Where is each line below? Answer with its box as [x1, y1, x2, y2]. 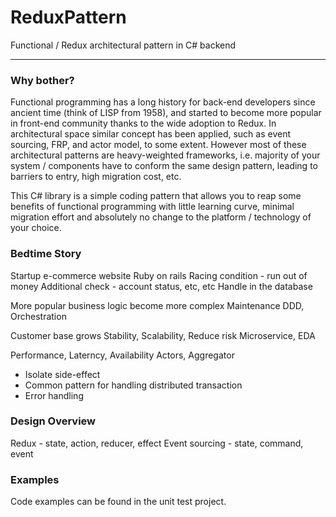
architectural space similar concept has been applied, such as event [10, 128, 291, 140]
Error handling [24, 389, 84, 401]
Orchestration [10, 310, 67, 322]
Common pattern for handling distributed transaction [24, 379, 243, 391]
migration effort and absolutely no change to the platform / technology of [10, 211, 312, 223]
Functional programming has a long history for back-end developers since [10, 96, 316, 108]
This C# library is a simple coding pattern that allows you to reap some [10, 190, 302, 202]
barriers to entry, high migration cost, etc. [10, 171, 182, 183]
